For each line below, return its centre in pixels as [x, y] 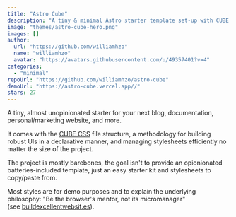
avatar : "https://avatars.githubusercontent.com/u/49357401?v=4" [112, 60]
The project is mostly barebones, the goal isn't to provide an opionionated [115, 163]
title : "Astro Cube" [38, 14]
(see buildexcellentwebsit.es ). [51, 206]
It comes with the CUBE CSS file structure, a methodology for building [109, 134]
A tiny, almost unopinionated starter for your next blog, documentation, [111, 113]
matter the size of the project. [51, 149]
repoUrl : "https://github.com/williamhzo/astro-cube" [88, 80]
